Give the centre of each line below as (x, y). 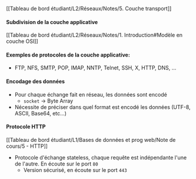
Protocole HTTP (26, 127)
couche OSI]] (22, 41)
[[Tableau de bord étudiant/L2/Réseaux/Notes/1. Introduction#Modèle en (94, 35)
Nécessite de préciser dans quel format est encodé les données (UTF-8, (102, 107)
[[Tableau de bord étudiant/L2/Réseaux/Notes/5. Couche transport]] (89, 9)
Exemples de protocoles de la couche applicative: (68, 55)
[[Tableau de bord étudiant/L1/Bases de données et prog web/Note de (91, 140)
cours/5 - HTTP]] (27, 146)
